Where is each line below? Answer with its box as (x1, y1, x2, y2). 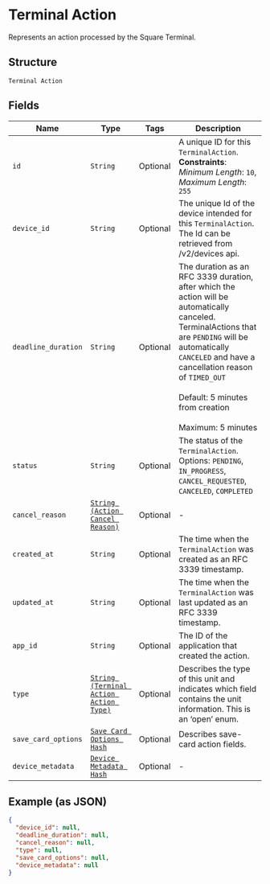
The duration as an (178, 261, 250, 272)
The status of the (178, 434, 243, 446)
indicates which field (178, 683, 257, 694)
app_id (12, 641, 38, 650)
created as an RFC (178, 553, 248, 565)
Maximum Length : (178, 176, 247, 187)
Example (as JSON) (8, 795, 107, 808)
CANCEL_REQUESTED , (178, 475, 247, 486)
